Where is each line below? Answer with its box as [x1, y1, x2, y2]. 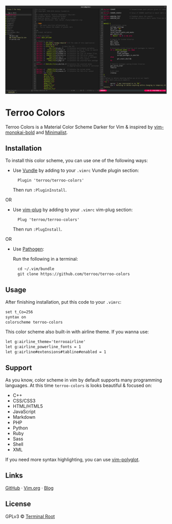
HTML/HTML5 [12, 403, 44, 409]
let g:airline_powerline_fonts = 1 [5, 345, 81, 350]
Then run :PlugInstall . [12, 226, 62, 233]
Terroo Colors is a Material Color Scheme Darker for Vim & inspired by [5, 124, 154, 130]
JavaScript [12, 408, 36, 415]
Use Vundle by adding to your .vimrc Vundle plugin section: [12, 167, 139, 174]
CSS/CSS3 [12, 398, 36, 404]
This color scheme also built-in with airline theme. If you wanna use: [5, 329, 149, 335]
